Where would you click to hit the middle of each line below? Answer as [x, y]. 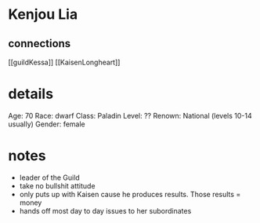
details [31, 94]
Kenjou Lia [43, 15]
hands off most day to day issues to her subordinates [105, 210]
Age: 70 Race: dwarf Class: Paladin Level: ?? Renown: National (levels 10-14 [130, 115]
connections [40, 44]
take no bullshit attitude [57, 185]
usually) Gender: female [47, 124]
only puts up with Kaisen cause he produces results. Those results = [130, 194]
